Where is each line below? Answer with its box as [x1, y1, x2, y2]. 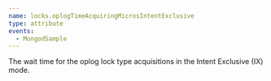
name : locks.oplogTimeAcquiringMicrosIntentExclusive [8, 11, 195, 20]
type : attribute [8, 19, 63, 28]
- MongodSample [15, 34, 68, 43]
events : [8, 27, 35, 35]
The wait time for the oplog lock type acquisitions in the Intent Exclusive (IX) [8, 57, 264, 66]
